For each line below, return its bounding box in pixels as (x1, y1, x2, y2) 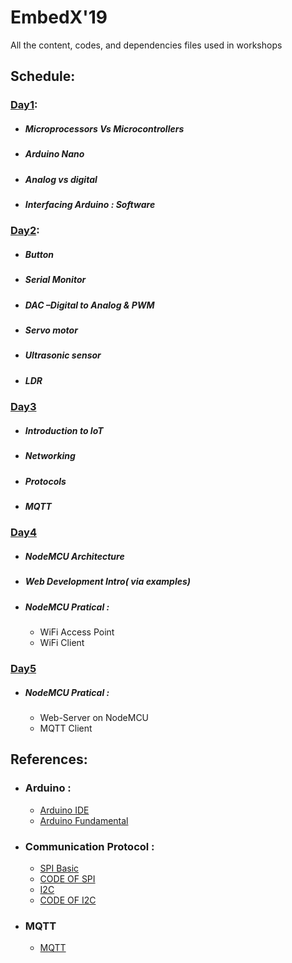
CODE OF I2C (39, 894, 97, 906)
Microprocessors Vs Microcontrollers (24, 122, 185, 135)
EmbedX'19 (10, 6, 108, 29)
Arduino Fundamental (39, 814, 129, 826)
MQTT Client (39, 722, 93, 734)
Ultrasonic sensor (24, 349, 102, 361)
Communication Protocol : (24, 839, 155, 853)
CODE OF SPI (39, 872, 96, 885)
